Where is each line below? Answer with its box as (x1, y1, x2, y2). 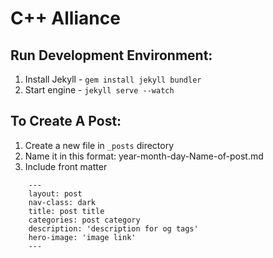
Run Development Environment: (10, 47, 213, 64)
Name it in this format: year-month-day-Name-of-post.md (24, 150, 264, 162)
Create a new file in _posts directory (24, 139, 175, 151)
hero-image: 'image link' (28, 232, 137, 242)
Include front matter (24, 160, 108, 172)
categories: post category (28, 215, 141, 225)
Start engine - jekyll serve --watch (24, 84, 175, 96)
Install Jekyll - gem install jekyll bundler (24, 73, 202, 85)
